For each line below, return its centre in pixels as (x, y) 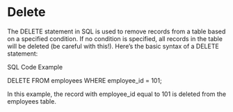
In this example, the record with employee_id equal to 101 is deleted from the (117, 94)
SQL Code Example (35, 67)
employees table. (32, 101)
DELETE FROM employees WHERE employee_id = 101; (85, 80)
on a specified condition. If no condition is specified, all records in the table (115, 38)
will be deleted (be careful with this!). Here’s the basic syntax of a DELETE (113, 46)
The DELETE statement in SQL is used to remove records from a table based (116, 31)
